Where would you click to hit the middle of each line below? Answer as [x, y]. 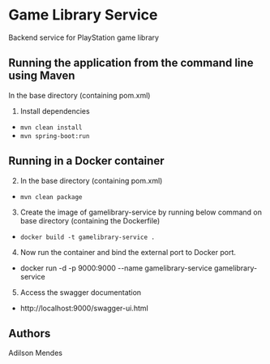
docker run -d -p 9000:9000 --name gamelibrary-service [116, 268]
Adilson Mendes [36, 353]
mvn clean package [51, 197]
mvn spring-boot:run [55, 136]
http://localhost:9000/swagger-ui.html [84, 308]
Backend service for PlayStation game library [84, 37]
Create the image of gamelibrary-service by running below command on [141, 212]
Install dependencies [55, 110]
